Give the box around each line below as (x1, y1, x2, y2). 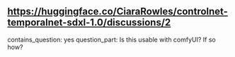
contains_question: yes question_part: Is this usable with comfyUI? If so (7, 35, 216, 44)
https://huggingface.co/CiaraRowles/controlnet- (7, 6, 228, 18)
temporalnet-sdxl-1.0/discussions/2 (7, 17, 171, 29)
